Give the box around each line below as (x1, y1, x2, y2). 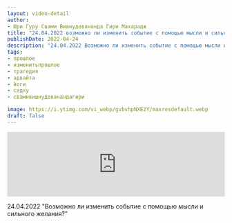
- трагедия (7, 68, 39, 75)
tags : (7, 49, 23, 56)
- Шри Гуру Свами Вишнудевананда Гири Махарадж (7, 23, 147, 30)
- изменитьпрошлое (7, 61, 60, 68)
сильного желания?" (7, 209, 68, 217)
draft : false (7, 113, 45, 119)
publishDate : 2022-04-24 (7, 36, 79, 43)
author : (7, 17, 30, 23)
